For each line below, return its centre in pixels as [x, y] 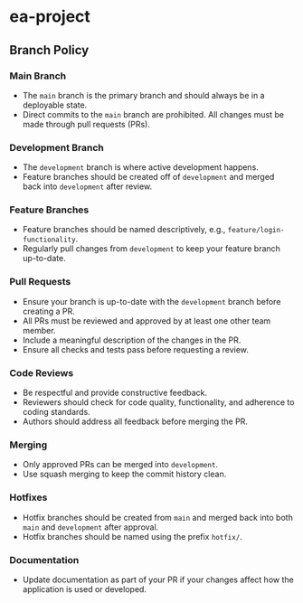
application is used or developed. [85, 589]
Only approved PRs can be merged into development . [120, 465]
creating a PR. [48, 311]
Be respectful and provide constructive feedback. [115, 393]
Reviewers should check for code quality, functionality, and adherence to [158, 402]
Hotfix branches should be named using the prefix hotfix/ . [132, 536]
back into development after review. [87, 186]
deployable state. [55, 105]
